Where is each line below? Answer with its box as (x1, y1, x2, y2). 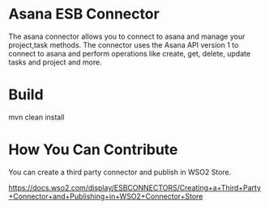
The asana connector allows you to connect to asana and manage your (8, 31, 246, 41)
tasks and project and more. (8, 57, 103, 67)
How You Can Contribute (8, 140, 178, 159)
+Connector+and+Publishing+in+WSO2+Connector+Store (8, 191, 203, 201)
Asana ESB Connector (8, 5, 160, 23)
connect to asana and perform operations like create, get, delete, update (8, 48, 251, 58)
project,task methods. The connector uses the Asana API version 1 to (8, 40, 239, 49)
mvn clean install (8, 112, 65, 122)
